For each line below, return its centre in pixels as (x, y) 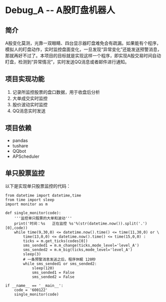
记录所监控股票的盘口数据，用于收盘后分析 (56, 92)
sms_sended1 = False (53, 273)
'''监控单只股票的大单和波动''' (43, 218)
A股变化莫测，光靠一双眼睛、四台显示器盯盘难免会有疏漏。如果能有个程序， (83, 43)
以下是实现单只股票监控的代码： (38, 186)
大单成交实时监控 (30, 98)
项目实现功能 (25, 79)
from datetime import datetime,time (43, 196)
